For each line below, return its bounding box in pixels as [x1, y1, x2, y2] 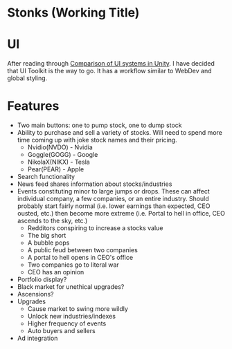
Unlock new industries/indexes [27, 312, 116, 321]
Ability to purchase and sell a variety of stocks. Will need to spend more [17, 129, 223, 137]
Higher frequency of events [27, 319, 107, 328]
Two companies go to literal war [27, 261, 119, 269]
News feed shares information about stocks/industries [17, 180, 172, 188]
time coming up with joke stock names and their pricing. [17, 136, 178, 144]
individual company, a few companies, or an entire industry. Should [17, 195, 209, 203]
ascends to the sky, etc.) [17, 216, 88, 225]
